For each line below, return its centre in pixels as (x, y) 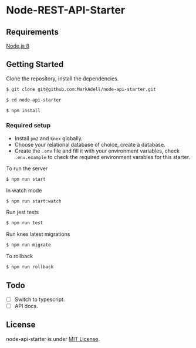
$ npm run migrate (28, 245)
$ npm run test (25, 223)
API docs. (26, 306)
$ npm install (23, 110)
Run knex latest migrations (38, 234)
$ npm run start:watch (34, 201)
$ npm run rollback (30, 267)
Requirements (32, 32)
